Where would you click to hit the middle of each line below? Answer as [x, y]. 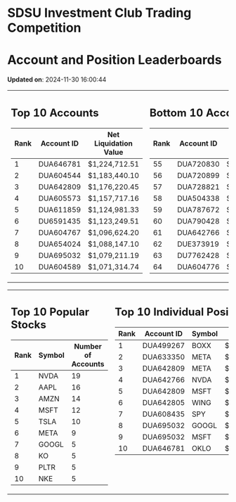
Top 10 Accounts [55, 112]
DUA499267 [164, 346]
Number [87, 347]
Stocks [29, 325]
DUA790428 [198, 221]
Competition [45, 28]
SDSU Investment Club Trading [99, 13]
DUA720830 [198, 164]
